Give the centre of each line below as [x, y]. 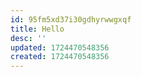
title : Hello [37, 29]
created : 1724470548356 [60, 57]
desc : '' [28, 38]
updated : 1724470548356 [60, 47]
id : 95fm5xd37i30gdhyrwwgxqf [71, 19]
